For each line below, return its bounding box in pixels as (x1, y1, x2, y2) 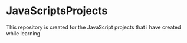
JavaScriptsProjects (6, 4, 108, 18)
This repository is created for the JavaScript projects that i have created (6, 24, 181, 31)
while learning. (6, 29, 42, 37)
